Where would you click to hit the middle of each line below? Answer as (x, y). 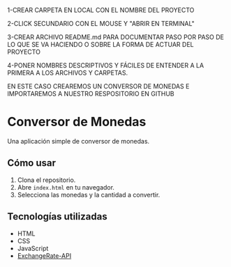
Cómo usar (32, 163)
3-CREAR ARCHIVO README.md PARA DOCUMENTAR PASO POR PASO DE (116, 37)
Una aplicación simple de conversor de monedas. (79, 141)
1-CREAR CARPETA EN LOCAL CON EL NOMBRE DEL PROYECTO (101, 10)
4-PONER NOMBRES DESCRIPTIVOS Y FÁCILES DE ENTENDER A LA (106, 65)
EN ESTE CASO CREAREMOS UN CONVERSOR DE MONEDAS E (98, 86)
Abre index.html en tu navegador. (66, 187)
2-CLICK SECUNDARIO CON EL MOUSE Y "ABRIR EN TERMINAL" (101, 23)
